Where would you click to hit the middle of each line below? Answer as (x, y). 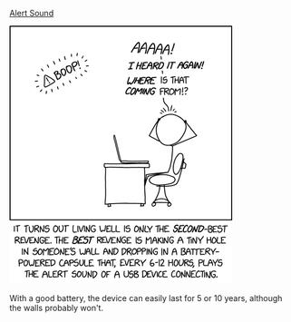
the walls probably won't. (57, 308)
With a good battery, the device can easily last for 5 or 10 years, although (146, 298)
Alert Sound (32, 13)
